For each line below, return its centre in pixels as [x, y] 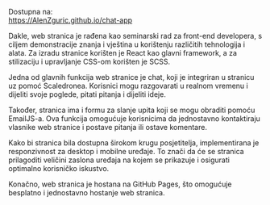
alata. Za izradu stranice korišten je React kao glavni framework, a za [123, 53]
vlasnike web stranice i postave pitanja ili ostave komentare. [108, 127]
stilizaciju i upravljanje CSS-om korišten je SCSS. [89, 61]
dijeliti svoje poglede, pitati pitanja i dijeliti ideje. [87, 94]
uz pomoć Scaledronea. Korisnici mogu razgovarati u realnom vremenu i [128, 86]
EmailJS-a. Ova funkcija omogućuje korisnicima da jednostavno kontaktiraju [134, 119]
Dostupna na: [31, 12]
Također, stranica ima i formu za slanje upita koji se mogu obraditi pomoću [132, 110]
